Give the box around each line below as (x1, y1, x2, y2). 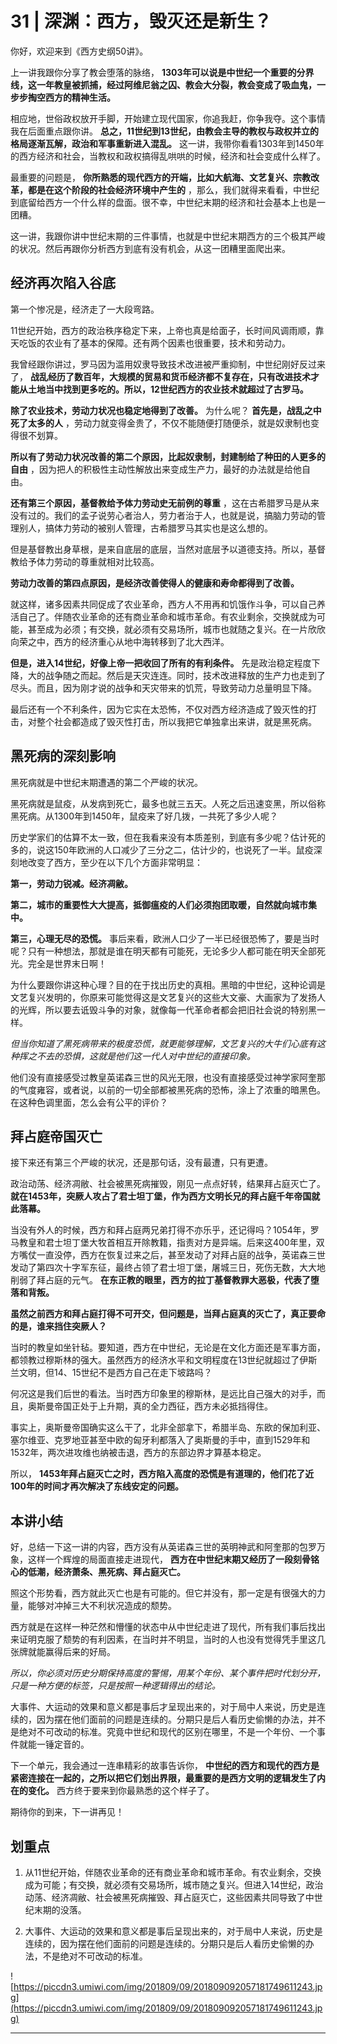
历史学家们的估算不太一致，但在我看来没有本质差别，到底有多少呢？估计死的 (10, 831, 326, 843)
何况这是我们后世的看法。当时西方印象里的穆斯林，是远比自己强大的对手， (10, 1388, 317, 1400)
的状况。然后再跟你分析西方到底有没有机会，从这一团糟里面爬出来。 (10, 242, 291, 254)
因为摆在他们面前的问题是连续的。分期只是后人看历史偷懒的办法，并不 (36, 1713, 326, 1726)
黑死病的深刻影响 (10, 748, 116, 765)
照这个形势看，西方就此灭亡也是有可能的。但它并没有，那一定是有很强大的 (10, 1587, 317, 1599)
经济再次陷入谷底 (10, 275, 116, 292)
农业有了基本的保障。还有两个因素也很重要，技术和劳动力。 (44, 337, 291, 349)
